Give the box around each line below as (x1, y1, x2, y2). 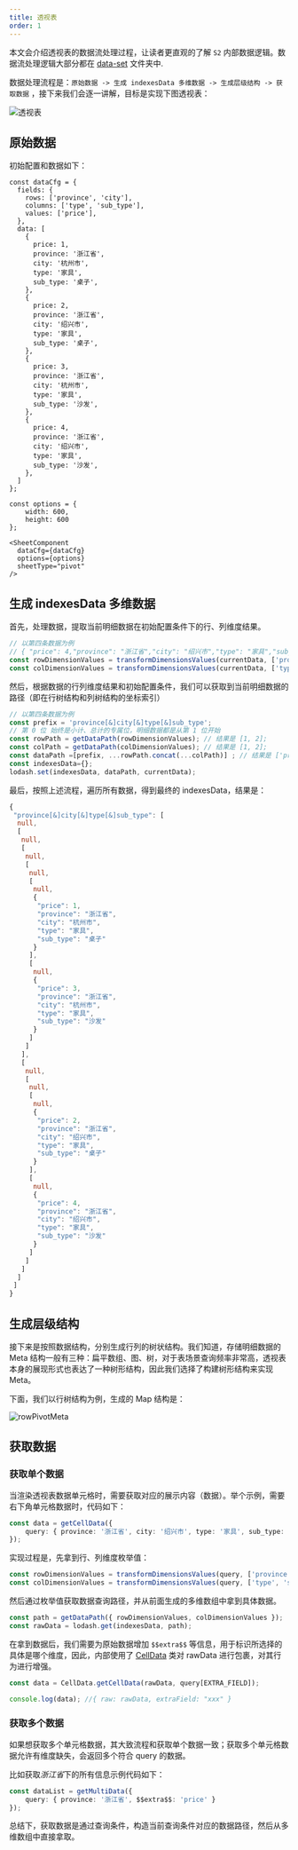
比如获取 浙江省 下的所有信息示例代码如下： (9, 1768, 165, 1780)
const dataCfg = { (9, 178, 77, 187)
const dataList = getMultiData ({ (9, 1786, 133, 1796)
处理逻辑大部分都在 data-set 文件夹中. (24, 58, 164, 68)
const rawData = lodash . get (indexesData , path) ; (9, 1621, 192, 1630)
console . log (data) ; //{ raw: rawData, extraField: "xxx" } (9, 1695, 232, 1704)
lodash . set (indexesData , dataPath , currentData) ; (9, 767, 197, 777)
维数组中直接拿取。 (9, 1831, 80, 1842)
